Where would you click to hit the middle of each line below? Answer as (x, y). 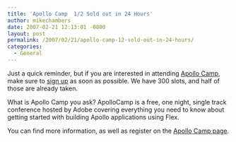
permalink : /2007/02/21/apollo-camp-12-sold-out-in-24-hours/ (101, 40)
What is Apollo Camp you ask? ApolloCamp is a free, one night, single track (117, 102)
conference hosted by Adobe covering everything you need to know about (116, 110)
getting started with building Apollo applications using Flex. (94, 117)
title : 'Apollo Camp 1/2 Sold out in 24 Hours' (80, 14)
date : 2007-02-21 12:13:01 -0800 (57, 27)
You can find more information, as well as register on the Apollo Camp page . (118, 131)
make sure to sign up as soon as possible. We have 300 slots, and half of (114, 81)
